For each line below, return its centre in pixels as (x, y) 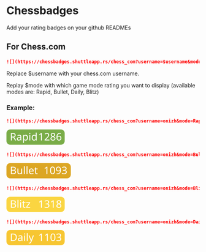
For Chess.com (36, 47)
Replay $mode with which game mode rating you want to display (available (101, 85)
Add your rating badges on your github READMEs (69, 28)
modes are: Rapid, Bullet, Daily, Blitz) (53, 92)
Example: (21, 108)
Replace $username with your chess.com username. (73, 73)
